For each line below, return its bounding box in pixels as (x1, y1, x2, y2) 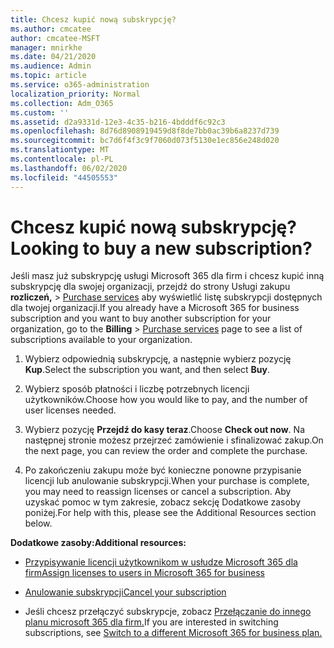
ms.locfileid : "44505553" (10, 172, 118, 183)
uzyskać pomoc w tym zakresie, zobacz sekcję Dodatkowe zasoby (24, 496, 302, 508)
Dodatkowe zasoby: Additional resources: (10, 537, 187, 549)
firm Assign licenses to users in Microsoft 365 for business (24, 567, 265, 579)
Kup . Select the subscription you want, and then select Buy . (24, 364, 271, 376)
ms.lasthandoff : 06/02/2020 (10, 163, 128, 173)
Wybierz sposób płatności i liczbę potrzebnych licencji (24, 383, 250, 395)
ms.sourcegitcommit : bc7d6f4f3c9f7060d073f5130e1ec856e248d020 (10, 136, 280, 146)
